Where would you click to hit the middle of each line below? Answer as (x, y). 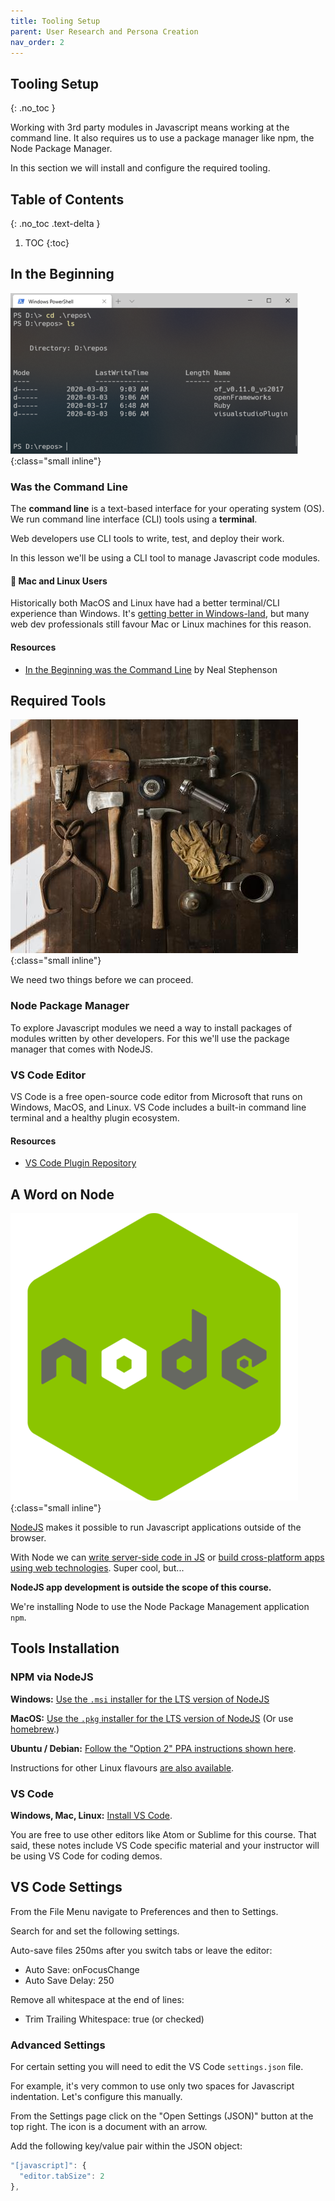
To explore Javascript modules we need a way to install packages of (151, 1027)
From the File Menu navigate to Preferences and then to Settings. (144, 1911)
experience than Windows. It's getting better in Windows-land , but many (160, 614)
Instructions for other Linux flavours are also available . (122, 1767)
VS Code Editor (48, 1075)
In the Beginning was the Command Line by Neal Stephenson (151, 669)
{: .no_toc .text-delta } (55, 223)
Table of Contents (67, 199)
